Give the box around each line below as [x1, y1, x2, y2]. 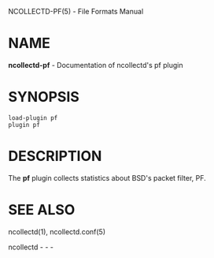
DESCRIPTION [8, 148, 102, 165]
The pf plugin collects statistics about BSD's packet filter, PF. [8, 173, 206, 182]
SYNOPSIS [8, 88, 80, 106]
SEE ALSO [8, 201, 76, 219]
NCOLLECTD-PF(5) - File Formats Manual [8, 7, 144, 16]
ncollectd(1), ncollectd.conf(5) [8, 226, 106, 236]
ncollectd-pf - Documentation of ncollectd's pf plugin [8, 60, 183, 69]
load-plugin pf [8, 114, 58, 122]
